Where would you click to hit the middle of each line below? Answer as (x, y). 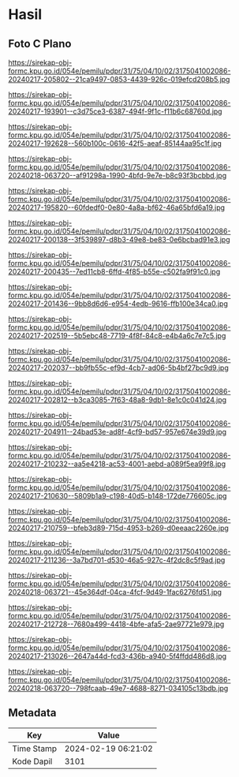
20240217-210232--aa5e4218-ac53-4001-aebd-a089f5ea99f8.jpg (117, 464)
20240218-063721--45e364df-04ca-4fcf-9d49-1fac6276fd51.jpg (115, 592)
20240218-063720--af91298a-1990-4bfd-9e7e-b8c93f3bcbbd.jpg (118, 176)
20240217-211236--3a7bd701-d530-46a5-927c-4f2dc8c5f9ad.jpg (117, 560)
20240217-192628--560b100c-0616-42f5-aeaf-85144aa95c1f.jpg (115, 143)
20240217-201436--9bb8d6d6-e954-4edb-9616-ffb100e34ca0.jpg (118, 304)
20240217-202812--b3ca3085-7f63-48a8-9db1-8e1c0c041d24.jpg (118, 400)
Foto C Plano (40, 44)
